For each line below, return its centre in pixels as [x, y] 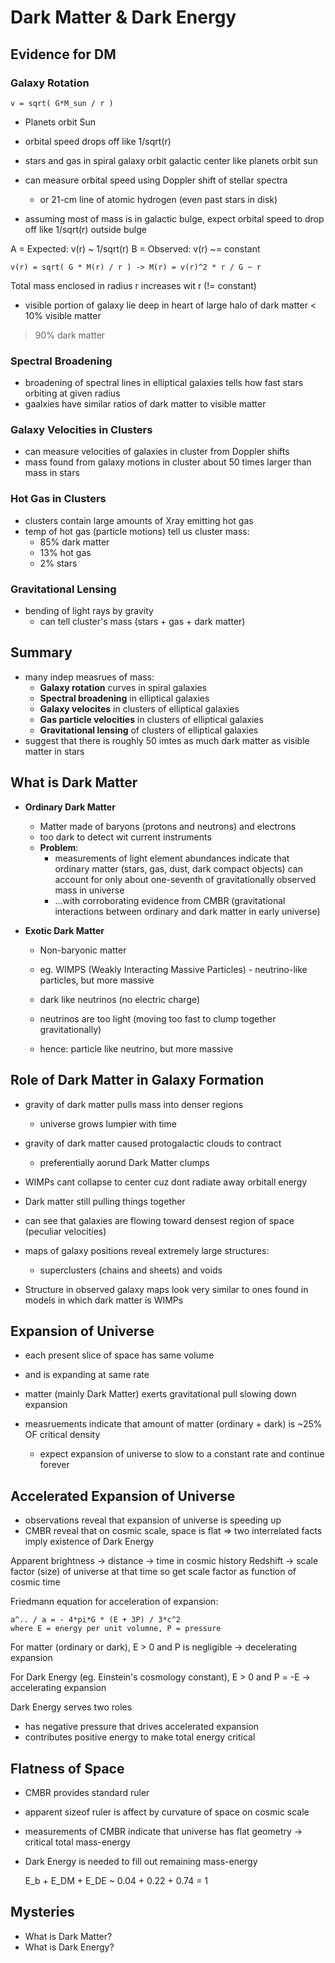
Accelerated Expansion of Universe [123, 1496]
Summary [41, 652]
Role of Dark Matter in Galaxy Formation [137, 1080]
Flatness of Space [67, 1768]
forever [54, 1465]
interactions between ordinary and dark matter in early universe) [187, 911]
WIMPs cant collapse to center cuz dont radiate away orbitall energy [166, 1182]
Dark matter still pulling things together [105, 1201]
